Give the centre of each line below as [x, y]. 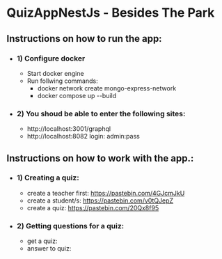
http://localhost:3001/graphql [69, 129]
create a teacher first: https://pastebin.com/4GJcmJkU [106, 193]
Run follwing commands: [62, 81]
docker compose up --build [77, 95]
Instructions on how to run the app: [84, 39]
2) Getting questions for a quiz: [70, 226]
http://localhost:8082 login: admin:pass [83, 136]
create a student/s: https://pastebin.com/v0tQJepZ [100, 201]
